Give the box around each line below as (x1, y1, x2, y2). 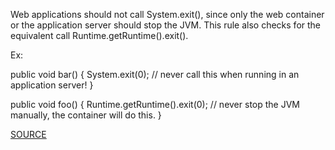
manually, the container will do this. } (10, 109, 162, 121)
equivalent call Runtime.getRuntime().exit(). (10, 30, 189, 41)
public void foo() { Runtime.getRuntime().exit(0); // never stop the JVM (10, 99, 300, 110)
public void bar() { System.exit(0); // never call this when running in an (10, 69, 300, 80)
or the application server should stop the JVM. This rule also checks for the (10, 19, 322, 31)
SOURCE (10, 129, 47, 140)
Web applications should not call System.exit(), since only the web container (10, 9, 325, 20)
